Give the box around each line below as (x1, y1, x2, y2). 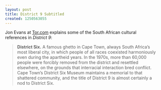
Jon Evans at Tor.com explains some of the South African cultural (5, 30, 137, 36)
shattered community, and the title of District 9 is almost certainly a (17, 75, 152, 81)
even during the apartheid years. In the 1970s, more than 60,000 (17, 54, 147, 60)
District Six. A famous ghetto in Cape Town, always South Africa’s (17, 44, 150, 50)
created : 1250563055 (5, 16, 47, 21)
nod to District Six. (17, 80, 55, 86)
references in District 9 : (5, 35, 53, 40)
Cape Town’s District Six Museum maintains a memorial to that (17, 70, 142, 76)
